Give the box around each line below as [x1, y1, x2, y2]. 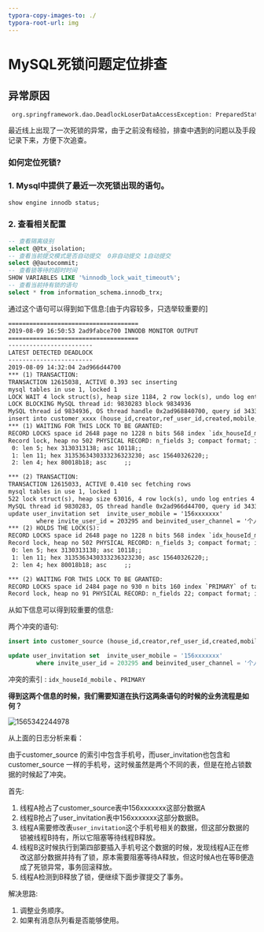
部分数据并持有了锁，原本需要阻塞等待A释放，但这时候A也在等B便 [33, 852, 247, 862]
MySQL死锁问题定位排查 [8, 55, 167, 73]
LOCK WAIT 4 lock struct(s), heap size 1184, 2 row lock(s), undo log [8, 393, 244, 401]
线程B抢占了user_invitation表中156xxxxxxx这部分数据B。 [19, 813, 203, 822]
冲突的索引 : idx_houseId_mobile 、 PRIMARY [8, 674, 145, 684]
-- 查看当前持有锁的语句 [8, 281, 78, 289]
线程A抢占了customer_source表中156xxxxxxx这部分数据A [19, 803, 206, 812]
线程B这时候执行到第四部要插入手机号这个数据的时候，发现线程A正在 [19, 842, 243, 852]
